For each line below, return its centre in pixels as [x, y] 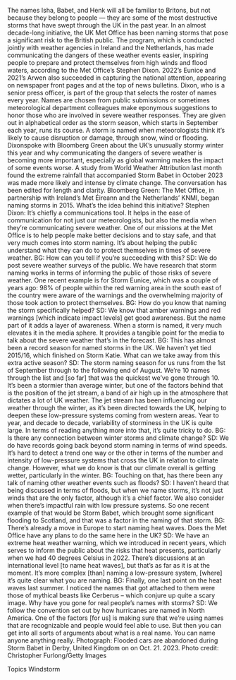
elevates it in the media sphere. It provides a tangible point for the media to [116, 333]
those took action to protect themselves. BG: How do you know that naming [117, 303]
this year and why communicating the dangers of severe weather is [105, 153]
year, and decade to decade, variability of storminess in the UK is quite [110, 423]
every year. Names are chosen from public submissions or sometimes [108, 100]
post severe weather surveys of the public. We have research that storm [112, 265]
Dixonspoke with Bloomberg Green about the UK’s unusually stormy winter [116, 145]
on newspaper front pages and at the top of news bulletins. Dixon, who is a [116, 85]
